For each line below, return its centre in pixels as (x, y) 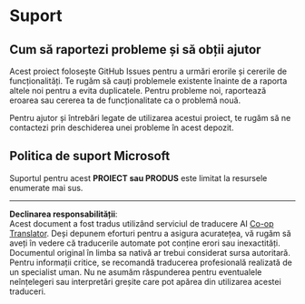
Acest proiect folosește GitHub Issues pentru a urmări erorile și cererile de (148, 71)
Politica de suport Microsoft (90, 156)
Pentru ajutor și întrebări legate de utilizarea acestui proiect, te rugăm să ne (150, 118)
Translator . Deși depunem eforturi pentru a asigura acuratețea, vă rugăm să (151, 233)
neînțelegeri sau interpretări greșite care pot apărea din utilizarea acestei (145, 281)
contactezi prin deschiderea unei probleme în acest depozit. (122, 127)
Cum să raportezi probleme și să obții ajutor (135, 50)
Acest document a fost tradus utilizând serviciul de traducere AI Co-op (142, 223)
